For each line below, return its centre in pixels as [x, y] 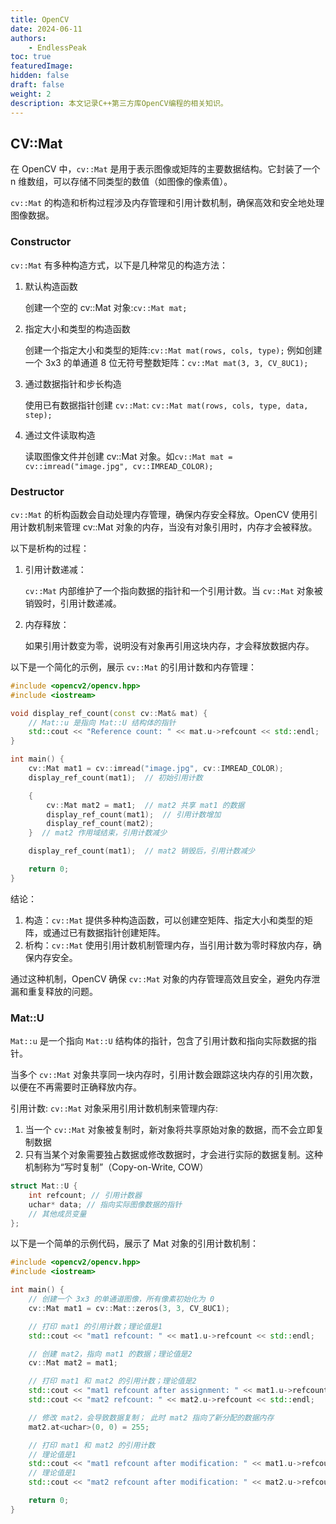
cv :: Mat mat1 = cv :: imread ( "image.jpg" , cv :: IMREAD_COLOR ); [156, 769]
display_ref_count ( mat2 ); [100, 824]
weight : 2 [31, 94]
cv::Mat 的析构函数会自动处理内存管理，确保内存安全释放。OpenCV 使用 [160, 514]
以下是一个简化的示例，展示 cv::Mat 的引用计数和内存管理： [133, 667]
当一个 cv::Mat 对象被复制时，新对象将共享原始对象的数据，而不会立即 [170, 1130]
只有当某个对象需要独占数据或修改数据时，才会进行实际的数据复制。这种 [173, 1155]
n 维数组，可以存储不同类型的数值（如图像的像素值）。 [121, 182]
